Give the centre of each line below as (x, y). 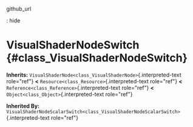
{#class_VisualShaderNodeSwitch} (97, 58)
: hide (13, 20)
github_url (19, 9)
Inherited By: (23, 106)
